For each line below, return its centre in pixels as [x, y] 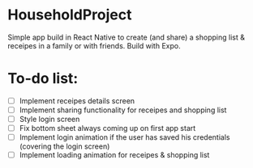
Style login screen [49, 119]
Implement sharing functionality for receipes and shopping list [123, 110]
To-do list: [43, 79]
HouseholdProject [70, 15]
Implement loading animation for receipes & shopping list [114, 155]
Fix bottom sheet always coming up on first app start [107, 128]
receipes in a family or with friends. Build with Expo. [94, 45]
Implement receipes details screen [77, 101]
